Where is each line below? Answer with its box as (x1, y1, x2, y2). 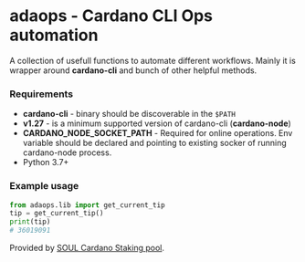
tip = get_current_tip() (9, 209, 104, 218)
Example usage (9, 180, 79, 193)
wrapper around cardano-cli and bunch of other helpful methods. (9, 65, 258, 76)
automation (9, 25, 99, 46)
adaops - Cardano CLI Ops (9, 5, 213, 26)
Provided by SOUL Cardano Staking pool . (9, 243, 165, 254)
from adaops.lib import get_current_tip (9, 200, 166, 210)
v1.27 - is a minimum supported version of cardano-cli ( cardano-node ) (22, 118, 292, 129)
